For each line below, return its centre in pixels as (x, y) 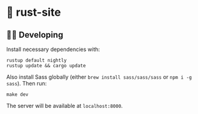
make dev (17, 95)
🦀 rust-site (34, 12)
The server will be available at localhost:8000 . (65, 106)
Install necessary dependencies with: (53, 49)
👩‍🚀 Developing (35, 35)
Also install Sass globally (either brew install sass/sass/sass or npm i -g (99, 77)
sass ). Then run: (27, 83)
